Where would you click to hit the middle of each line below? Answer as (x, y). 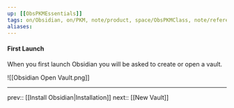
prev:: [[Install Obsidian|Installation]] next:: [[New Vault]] (88, 97)
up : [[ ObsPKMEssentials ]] (45, 13)
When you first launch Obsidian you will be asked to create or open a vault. (115, 64)
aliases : (20, 26)
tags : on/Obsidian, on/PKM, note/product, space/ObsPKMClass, (99, 20)
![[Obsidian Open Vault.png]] (48, 78)
